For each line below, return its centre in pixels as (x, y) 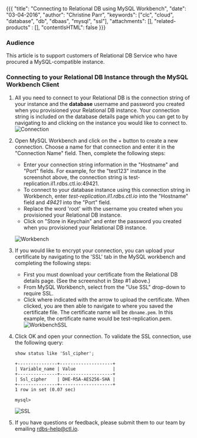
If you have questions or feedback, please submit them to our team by (100, 422)
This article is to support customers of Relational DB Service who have (92, 56)
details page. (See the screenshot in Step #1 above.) (87, 281)
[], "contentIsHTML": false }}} (70, 27)
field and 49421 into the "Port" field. (67, 202)
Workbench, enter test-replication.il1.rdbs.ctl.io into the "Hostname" (106, 196)
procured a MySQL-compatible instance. (55, 62)
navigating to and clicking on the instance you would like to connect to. (101, 123)
